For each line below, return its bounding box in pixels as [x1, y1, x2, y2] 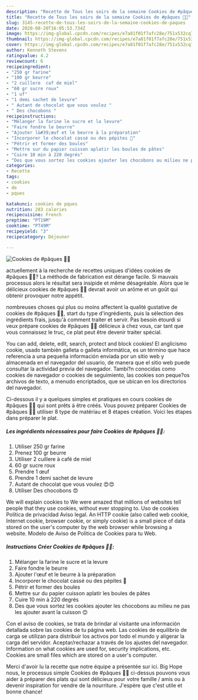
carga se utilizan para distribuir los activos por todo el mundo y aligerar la [6, 633, 184, 640]
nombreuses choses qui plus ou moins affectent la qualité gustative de [6, 303, 178, 311]
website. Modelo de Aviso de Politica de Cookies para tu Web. [6, 530, 157, 537]
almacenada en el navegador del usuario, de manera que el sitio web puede [6, 359, 190, 366]
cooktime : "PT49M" [6, 223, 51, 229]
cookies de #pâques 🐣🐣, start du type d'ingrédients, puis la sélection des [6, 309, 184, 317]
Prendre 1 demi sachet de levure [14, 474, 93, 481]
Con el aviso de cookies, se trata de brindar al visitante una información [6, 620, 181, 627]
